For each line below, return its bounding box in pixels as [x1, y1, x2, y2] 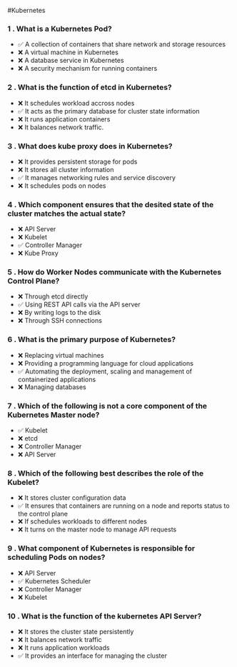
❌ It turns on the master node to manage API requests [17, 525, 177, 534]
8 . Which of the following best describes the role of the [7, 468, 204, 478]
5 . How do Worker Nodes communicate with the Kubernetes [7, 267, 222, 277]
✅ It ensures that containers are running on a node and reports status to [17, 501, 230, 510]
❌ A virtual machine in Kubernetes [17, 48, 119, 56]
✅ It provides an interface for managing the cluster [17, 651, 168, 660]
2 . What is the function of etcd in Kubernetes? [7, 82, 173, 92]
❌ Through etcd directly [17, 292, 89, 301]
